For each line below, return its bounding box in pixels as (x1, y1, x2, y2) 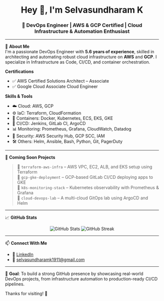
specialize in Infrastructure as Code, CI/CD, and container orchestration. (5, 59, 150, 65)
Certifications (5, 68, 34, 75)
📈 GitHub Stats (5, 215, 38, 220)
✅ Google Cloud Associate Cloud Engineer (12, 84, 98, 89)
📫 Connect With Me (5, 240, 47, 246)
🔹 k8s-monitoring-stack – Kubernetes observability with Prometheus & (17, 185, 159, 191)
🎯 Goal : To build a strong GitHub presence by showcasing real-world (5, 271, 143, 277)
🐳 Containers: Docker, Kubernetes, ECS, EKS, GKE (12, 115, 113, 121)
